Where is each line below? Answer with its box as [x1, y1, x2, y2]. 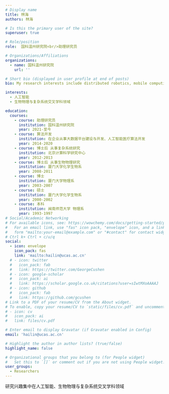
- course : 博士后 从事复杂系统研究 [14, 146, 80, 151]
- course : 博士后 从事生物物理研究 [14, 160, 80, 165]
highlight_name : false [5, 346, 53, 351]
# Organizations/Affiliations [5, 53, 69, 58]
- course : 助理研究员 [14, 117, 56, 123]
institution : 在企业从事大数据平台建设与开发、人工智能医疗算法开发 [18, 137, 146, 142]
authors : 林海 [5, 17, 34, 22]
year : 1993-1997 [18, 211, 53, 216]
